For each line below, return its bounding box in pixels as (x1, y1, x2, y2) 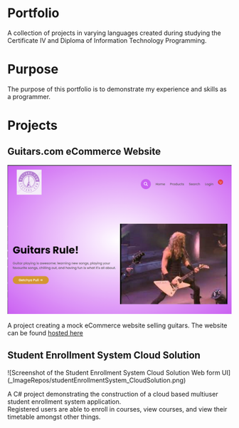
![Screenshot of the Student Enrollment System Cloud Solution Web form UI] (7, 368, 231, 377)
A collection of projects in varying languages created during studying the (7, 29, 222, 37)
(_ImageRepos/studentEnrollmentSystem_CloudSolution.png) (7, 376, 186, 384)
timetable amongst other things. (7, 412, 101, 421)
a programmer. (7, 92, 51, 101)
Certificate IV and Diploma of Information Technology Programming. (7, 36, 207, 44)
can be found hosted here (7, 329, 83, 337)
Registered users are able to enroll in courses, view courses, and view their (7, 404, 228, 413)
